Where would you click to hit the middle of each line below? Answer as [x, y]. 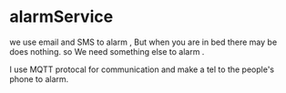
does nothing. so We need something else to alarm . [107, 51]
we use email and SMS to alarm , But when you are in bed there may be [143, 42]
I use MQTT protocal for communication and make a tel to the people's [142, 69]
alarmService [61, 17]
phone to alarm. [39, 78]
